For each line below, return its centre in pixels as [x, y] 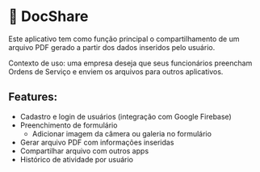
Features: [33, 97]
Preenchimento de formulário [69, 125]
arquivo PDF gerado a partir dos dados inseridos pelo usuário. [112, 47]
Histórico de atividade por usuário [76, 159]
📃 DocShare [48, 17]
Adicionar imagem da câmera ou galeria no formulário [122, 133]
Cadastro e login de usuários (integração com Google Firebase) [126, 116]
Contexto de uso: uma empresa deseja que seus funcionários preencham [130, 63]
